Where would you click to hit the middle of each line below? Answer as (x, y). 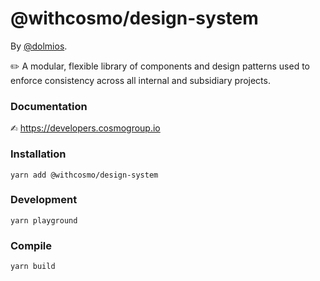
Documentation (49, 106)
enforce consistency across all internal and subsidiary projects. (140, 80)
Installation (38, 154)
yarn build (33, 267)
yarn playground (44, 220)
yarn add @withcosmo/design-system (84, 175)
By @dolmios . (39, 46)
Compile (31, 245)
